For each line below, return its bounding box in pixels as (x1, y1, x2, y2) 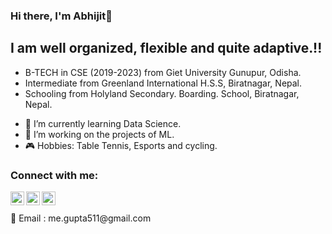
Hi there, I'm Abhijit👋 (10, 9, 113, 23)
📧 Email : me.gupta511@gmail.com (10, 212, 152, 224)
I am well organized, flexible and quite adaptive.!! (10, 40, 323, 57)
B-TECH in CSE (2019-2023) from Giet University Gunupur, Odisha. (24, 66, 302, 78)
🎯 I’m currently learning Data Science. (24, 117, 182, 129)
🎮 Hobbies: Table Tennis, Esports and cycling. (24, 139, 218, 151)
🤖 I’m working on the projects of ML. (24, 128, 175, 140)
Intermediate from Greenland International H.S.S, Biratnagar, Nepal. (24, 77, 303, 89)
